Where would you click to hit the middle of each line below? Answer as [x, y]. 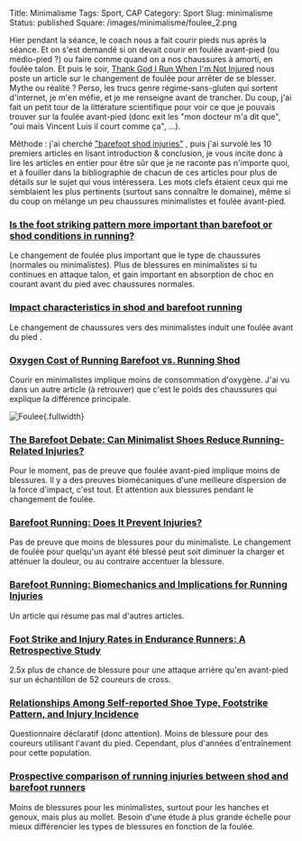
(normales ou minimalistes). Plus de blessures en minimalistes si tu [133, 265]
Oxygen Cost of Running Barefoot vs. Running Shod [125, 360]
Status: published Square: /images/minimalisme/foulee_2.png [123, 23]
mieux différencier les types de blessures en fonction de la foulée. [132, 826]
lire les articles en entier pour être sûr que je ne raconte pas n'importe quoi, [150, 163]
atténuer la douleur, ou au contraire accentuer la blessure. [117, 562]
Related [27, 451]
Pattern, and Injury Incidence [74, 714]
